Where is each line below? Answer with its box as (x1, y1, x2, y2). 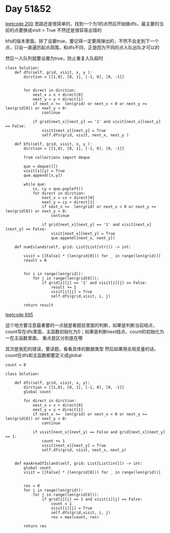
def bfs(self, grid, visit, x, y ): (14, 141, 93, 146)
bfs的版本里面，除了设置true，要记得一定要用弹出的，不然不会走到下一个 (5, 38, 159, 44)
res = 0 (23, 483, 40, 488)
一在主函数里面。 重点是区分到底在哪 (5, 335, 83, 341)
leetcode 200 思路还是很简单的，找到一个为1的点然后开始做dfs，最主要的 (5, 20, 159, 27)
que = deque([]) (23, 164, 58, 169)
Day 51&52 (5, 3, 51, 15)
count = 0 (5, 362, 27, 367)
